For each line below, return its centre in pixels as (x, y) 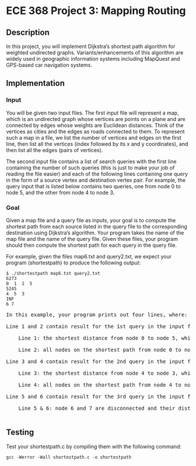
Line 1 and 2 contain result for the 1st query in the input (95, 326)
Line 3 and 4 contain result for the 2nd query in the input (95, 361)
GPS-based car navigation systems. (49, 65)
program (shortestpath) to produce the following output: (73, 263)
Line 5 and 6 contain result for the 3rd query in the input (95, 396)
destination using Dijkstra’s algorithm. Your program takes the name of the (95, 233)
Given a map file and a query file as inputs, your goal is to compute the (91, 220)
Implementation (36, 83)
